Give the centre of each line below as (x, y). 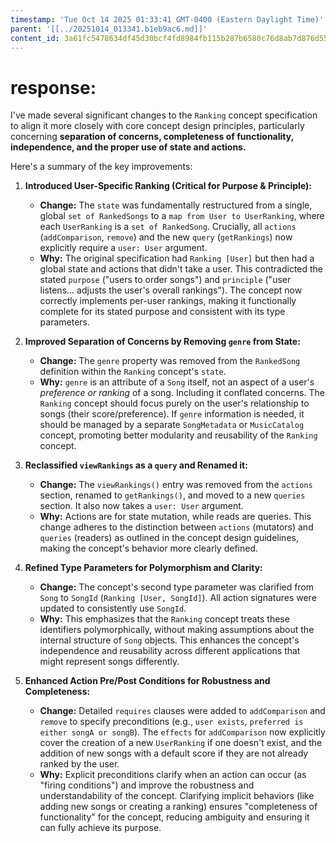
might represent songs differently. (109, 662)
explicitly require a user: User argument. (123, 248)
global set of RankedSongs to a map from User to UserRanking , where (182, 216)
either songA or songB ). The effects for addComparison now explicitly (182, 732)
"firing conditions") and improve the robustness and (147, 785)
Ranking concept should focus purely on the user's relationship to (174, 403)
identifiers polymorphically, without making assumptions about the (177, 630)
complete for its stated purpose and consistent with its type (162, 312)
